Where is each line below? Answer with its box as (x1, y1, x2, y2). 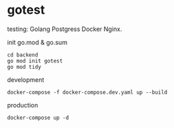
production (7, 100, 39, 109)
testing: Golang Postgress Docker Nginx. (7, 25, 122, 33)
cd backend (7, 51, 39, 58)
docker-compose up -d (7, 114, 69, 121)
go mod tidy (7, 63, 41, 70)
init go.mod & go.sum (7, 38, 67, 46)
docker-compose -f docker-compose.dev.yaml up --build (7, 89, 168, 96)
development (7, 75, 45, 84)
